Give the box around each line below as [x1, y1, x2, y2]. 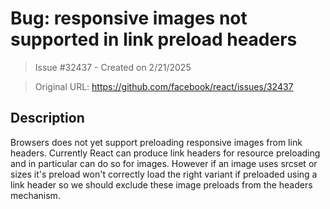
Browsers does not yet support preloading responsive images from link [10, 136, 303, 148]
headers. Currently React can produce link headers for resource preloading [10, 147, 321, 159]
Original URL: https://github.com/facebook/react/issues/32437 [34, 80, 294, 92]
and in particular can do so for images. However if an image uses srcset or [10, 157, 318, 169]
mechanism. [10, 189, 61, 201]
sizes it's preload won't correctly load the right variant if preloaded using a [10, 168, 318, 180]
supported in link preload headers [10, 28, 298, 51]
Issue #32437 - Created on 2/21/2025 [34, 61, 192, 73]
